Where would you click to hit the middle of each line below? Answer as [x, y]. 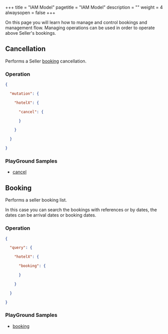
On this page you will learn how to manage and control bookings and [76, 22]
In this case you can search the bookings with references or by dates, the [81, 210]
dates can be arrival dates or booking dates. [51, 215]
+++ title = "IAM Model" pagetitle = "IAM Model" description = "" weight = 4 [84, 7]
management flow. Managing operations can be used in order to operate [80, 28]
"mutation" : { [24, 93]
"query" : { [21, 248]
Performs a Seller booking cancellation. [46, 61]
